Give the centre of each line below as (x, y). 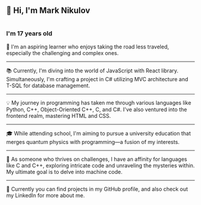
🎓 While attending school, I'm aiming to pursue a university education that (99, 133)
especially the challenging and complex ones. (63, 53)
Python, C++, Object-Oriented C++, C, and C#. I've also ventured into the (97, 109)
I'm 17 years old (29, 33)
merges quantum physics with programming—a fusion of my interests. (93, 142)
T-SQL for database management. (48, 85)
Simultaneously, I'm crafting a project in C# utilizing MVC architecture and (97, 79)
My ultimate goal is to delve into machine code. (64, 172)
